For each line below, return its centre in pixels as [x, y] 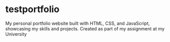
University [16, 34]
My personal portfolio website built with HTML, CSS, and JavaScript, [78, 23]
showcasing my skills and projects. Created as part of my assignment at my [85, 28]
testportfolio [33, 9]
